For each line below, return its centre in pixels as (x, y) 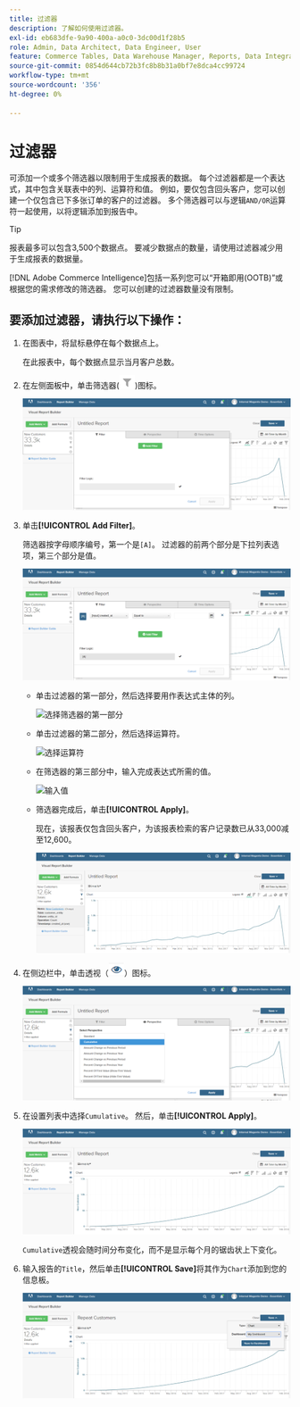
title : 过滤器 (33, 19)
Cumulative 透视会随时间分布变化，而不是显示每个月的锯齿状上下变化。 (152, 1249)
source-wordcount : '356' (55, 85)
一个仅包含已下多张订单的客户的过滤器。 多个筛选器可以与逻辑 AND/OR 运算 (151, 200)
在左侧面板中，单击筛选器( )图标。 (92, 386)
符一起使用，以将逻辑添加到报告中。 (76, 212)
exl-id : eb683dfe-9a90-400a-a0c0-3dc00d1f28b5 (97, 37)
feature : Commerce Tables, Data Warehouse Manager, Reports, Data (135, 57)
